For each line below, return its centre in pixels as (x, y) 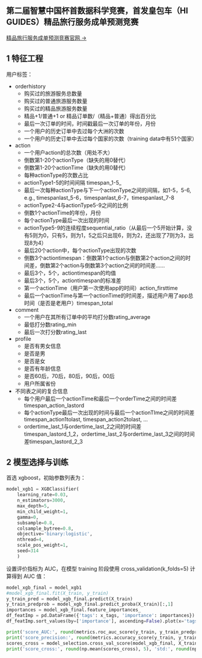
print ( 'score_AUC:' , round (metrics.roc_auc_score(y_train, (82, 632)
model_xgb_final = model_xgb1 (44, 588)
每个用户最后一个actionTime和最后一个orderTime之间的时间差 (100, 399)
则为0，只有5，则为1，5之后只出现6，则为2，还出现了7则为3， (110, 235)
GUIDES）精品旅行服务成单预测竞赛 (72, 22)
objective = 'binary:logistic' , (55, 534)
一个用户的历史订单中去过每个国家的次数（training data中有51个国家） (111, 138)
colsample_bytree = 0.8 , (45, 529)
